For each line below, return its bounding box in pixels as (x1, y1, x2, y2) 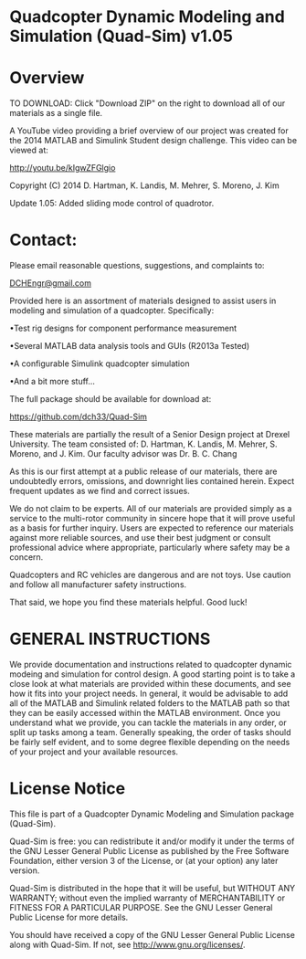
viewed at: (9, 144, 48, 156)
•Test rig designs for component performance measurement (9, 322, 237, 334)
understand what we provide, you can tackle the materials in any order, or (9, 717, 288, 728)
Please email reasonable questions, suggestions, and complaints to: (9, 260, 265, 271)
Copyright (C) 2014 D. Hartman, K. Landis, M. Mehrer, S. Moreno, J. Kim (9, 180, 280, 191)
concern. (9, 552, 44, 563)
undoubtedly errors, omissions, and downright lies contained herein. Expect (9, 476, 295, 487)
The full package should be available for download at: (9, 394, 212, 405)
